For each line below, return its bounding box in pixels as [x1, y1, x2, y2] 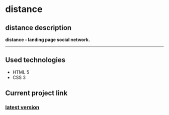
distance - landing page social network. [5, 36, 91, 42]
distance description [5, 23, 72, 32]
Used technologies [5, 56, 66, 64]
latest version [5, 104, 40, 111]
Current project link [5, 89, 68, 97]
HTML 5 [12, 69, 30, 75]
